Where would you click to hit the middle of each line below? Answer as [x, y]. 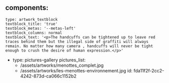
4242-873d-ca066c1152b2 [48, 76]
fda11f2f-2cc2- [149, 70]
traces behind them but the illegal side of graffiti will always [77, 41]
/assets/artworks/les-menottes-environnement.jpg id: [76, 70]
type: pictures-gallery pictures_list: [49, 60]
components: [27, 8]
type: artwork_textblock [31, 19]
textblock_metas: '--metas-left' [41, 28]
